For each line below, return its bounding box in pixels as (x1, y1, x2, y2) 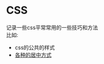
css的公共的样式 (14, 44, 55, 51)
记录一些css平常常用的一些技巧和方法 (6, 24, 98, 31)
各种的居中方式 (14, 51, 52, 58)
